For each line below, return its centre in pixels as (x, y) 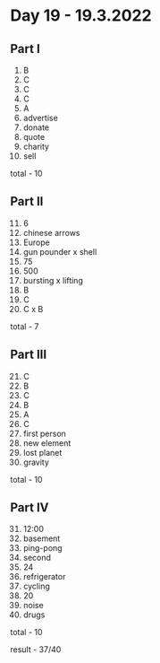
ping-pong (42, 548)
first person (44, 433)
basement (42, 538)
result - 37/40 (36, 650)
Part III (29, 355)
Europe (36, 242)
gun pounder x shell (60, 251)
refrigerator (44, 577)
